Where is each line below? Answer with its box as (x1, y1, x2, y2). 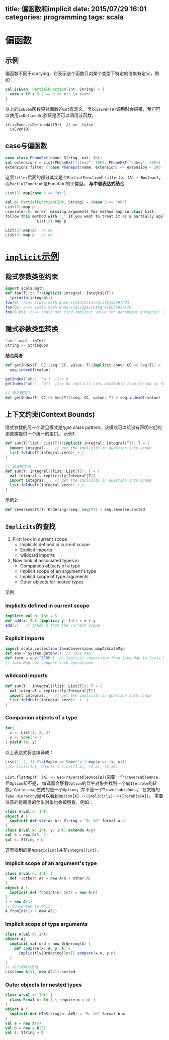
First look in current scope (12, 536, 67, 542)
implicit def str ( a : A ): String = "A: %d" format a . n (10, 819, 125, 824)
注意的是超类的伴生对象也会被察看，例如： (5, 799, 94, 805)
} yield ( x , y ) (5, 739, 37, 745)
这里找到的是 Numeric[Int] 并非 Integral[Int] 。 (5, 847, 102, 853)
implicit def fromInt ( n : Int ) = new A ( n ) (10, 890, 98, 895)
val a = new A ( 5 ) (5, 1021, 42, 1026)
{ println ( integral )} (10, 295, 53, 301)
